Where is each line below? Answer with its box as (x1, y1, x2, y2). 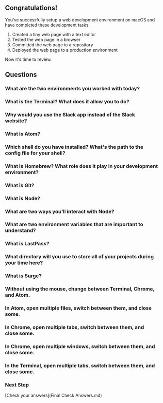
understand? (5, 227, 36, 234)
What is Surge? (5, 272, 42, 279)
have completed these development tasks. (5, 22, 90, 28)
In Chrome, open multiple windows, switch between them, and (5, 343, 155, 350)
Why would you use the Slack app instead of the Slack (5, 111, 135, 118)
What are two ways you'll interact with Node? (5, 208, 114, 215)
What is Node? (5, 195, 40, 202)
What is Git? (5, 182, 34, 189)
